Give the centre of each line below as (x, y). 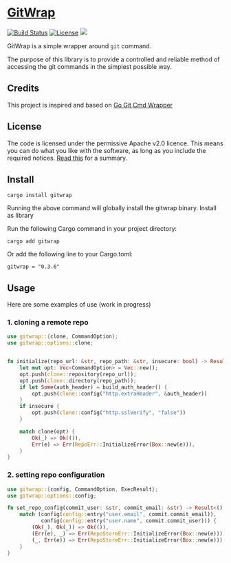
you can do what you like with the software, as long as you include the (107, 150)
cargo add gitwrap (33, 242)
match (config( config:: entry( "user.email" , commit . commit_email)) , (118, 515)
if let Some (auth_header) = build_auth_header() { (93, 387)
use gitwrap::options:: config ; (52, 495)
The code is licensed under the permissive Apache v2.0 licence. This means (115, 143)
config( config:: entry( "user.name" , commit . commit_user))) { (129, 521)
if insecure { (40, 407)
